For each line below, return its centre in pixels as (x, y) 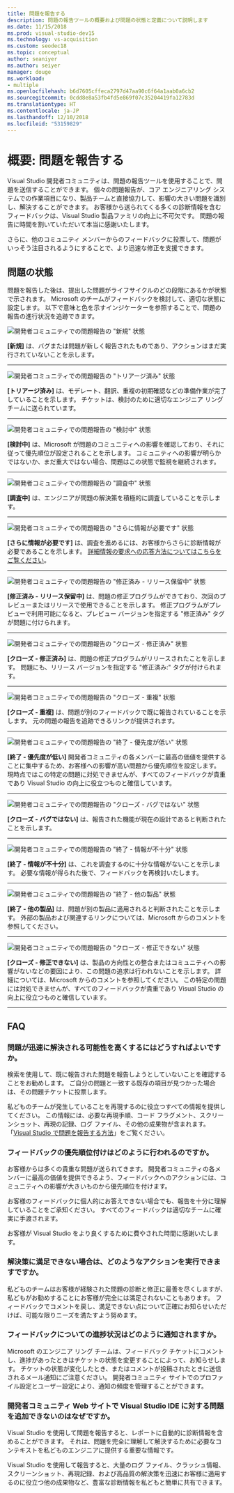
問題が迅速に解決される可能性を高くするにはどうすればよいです (114, 1047)
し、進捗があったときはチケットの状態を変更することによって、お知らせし (114, 1360)
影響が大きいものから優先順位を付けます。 (110, 1186)
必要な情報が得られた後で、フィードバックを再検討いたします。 (112, 873)
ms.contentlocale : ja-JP (43, 111)
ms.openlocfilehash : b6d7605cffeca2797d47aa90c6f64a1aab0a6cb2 (101, 91)
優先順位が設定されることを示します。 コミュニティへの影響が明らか (123, 453)
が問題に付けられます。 (41, 622)
